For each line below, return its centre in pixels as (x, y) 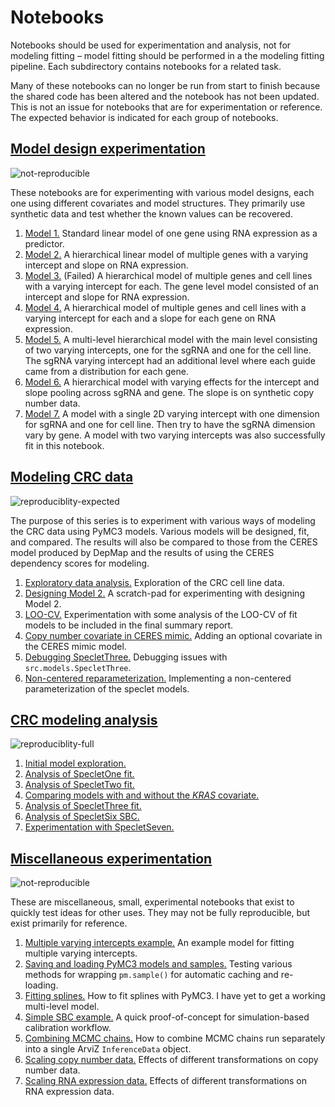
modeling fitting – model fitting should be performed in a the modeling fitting (167, 55)
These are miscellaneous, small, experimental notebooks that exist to (152, 902)
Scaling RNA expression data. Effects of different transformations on (166, 1081)
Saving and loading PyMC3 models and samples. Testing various (158, 964)
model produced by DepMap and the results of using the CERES (142, 552)
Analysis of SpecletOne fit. (79, 774)
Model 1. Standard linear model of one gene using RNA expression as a (171, 233)
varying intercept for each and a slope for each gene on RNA (150, 318)
